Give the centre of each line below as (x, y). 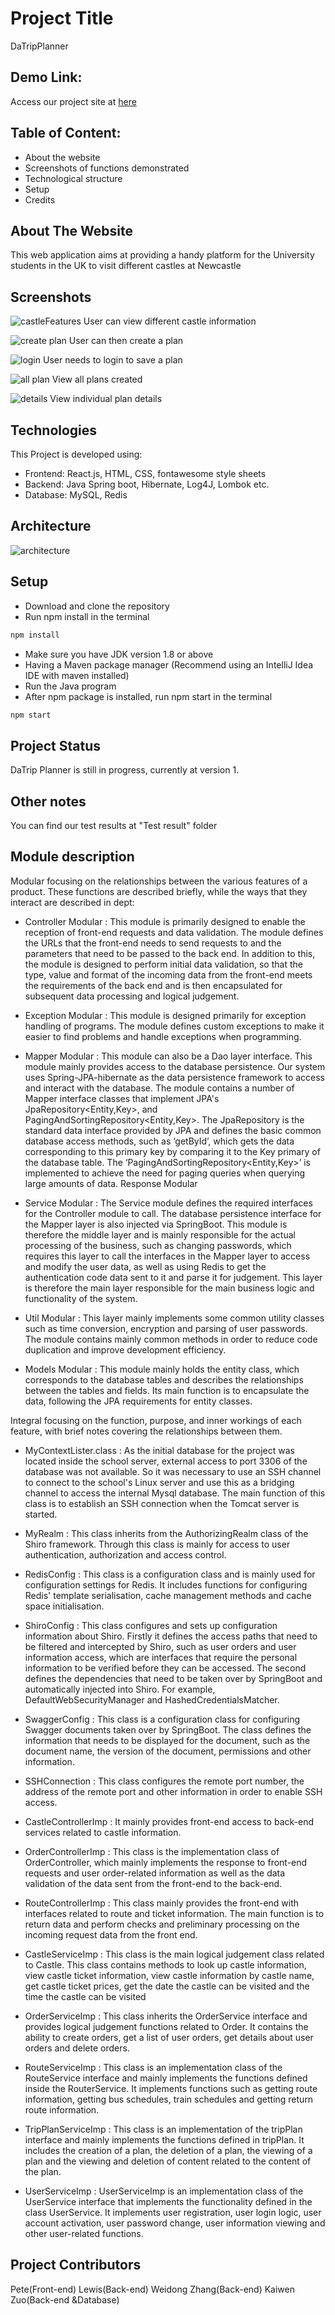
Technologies (54, 430)
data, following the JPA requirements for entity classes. (138, 1401)
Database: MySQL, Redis (76, 495)
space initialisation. (64, 1606)
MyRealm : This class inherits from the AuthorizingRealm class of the (166, 1533)
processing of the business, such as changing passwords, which (158, 1245)
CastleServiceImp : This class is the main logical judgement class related (174, 1954)
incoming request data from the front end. (111, 1934)
